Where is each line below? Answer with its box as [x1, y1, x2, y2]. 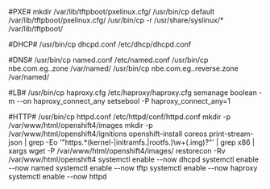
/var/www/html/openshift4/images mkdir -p [8, 121, 153, 129]
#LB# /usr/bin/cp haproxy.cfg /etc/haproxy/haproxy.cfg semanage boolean [8, 88, 258, 97]
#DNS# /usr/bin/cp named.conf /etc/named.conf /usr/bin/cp [8, 55, 209, 64]
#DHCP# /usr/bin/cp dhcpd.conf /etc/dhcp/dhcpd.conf [8, 39, 192, 49]
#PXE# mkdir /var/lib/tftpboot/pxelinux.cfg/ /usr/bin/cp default [8, 7, 215, 16]
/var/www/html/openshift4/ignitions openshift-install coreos [8, 129, 208, 138]
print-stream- [209, 129, 254, 138]
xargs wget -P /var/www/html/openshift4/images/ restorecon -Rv [8, 146, 226, 155]
